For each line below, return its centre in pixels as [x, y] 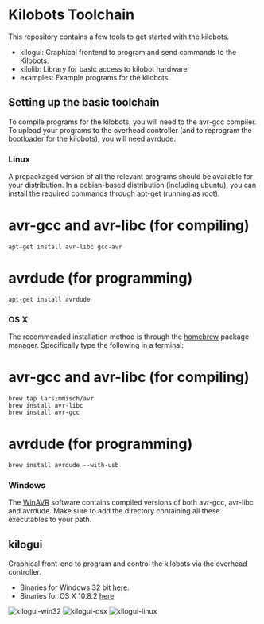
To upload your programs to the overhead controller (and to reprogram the [130, 130]
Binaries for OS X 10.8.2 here [67, 596]
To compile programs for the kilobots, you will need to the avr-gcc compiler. [132, 122]
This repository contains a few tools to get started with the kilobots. [118, 37]
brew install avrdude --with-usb [64, 466]
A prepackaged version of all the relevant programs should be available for [130, 177]
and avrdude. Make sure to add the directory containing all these [114, 511]
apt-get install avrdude [49, 299]
